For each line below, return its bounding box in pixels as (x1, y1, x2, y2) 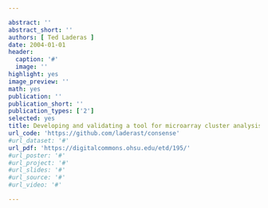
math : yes (8, 85, 41, 93)
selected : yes (8, 114, 56, 123)
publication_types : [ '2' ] (8, 107, 94, 115)
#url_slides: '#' (8, 166, 66, 175)
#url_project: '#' (8, 159, 69, 167)
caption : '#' (15, 56, 59, 64)
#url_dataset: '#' (8, 137, 69, 144)
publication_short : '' (8, 100, 84, 108)
